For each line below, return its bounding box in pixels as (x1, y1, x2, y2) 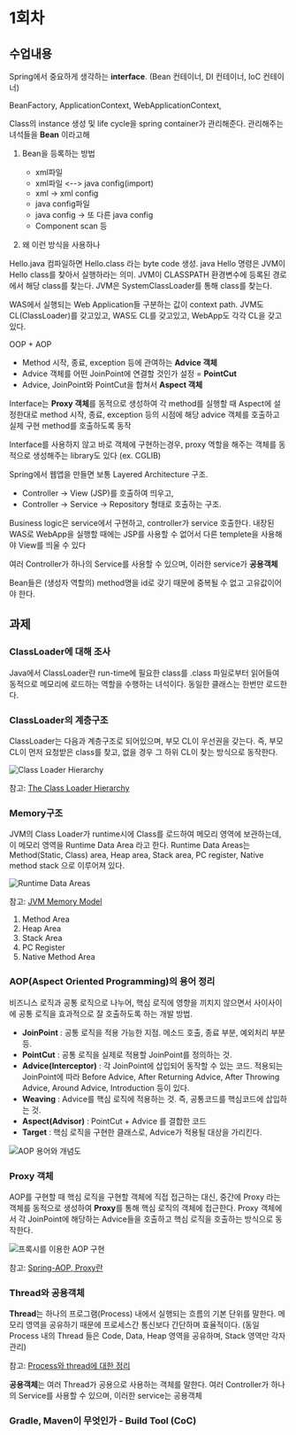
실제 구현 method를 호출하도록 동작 (9, 420, 132, 430)
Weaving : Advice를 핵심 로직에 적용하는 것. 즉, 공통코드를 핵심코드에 (21, 1093, 264, 1104)
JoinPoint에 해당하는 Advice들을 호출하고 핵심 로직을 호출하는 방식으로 (27, 1214, 274, 1224)
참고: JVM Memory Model (9, 896, 102, 907)
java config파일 (34, 198, 90, 209)
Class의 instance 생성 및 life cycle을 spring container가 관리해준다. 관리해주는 (9, 119, 285, 128)
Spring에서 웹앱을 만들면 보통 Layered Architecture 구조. (9, 469, 209, 479)
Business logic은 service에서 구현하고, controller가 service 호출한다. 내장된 (9, 518, 275, 528)
